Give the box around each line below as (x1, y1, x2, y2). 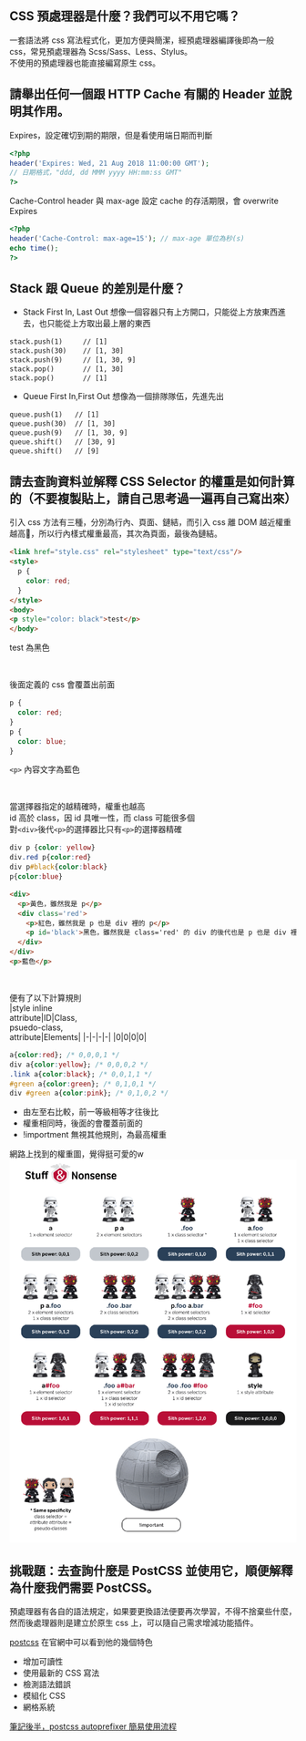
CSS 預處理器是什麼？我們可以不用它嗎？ (9, 8, 241, 25)
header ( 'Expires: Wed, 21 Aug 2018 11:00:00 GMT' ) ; (9, 159, 209, 168)
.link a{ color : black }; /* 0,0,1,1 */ (9, 1069, 153, 1078)
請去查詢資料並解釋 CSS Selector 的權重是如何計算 (9, 473, 295, 489)
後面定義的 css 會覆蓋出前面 (9, 679, 116, 690)
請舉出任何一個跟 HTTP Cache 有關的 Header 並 (9, 87, 280, 102)
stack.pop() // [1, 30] (9, 365, 125, 374)
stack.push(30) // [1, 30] (9, 346, 125, 355)
